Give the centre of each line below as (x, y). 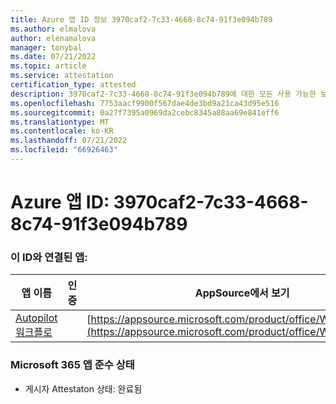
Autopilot (36, 318)
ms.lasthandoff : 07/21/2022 (69, 141)
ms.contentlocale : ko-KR (62, 131)
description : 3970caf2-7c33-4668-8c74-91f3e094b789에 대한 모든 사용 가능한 (163, 94)
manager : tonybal (46, 47)
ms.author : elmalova (53, 29)
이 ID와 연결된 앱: (49, 257)
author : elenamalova (53, 38)
